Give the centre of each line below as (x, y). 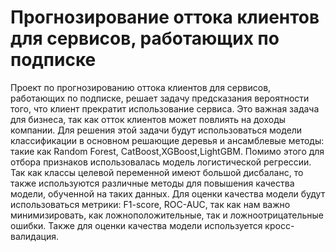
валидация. (34, 236)
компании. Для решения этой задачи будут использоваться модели (156, 130)
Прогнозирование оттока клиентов (165, 17)
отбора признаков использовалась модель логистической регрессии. (161, 162)
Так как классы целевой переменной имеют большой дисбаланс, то (157, 172)
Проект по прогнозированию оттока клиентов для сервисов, (141, 87)
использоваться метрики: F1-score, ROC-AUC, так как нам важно (150, 204)
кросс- (279, 225)
